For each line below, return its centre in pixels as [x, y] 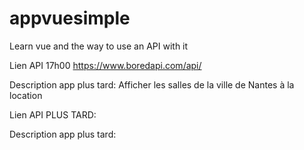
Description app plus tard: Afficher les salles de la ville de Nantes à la [152, 84]
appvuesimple [70, 18]
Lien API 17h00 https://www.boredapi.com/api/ [105, 65]
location [26, 95]
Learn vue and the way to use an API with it [99, 46]
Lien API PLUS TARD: [53, 114]
